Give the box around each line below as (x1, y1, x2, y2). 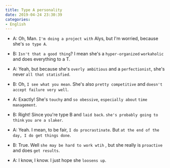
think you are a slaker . (12, 117, 63, 123)
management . (12, 102, 37, 108)
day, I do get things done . (12, 132, 71, 139)
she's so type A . (12, 41, 47, 47)
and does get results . (12, 148, 60, 154)
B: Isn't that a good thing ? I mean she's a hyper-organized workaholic (12, 51, 164, 57)
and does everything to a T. (12, 56, 71, 62)
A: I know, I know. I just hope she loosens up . (12, 157, 107, 163)
